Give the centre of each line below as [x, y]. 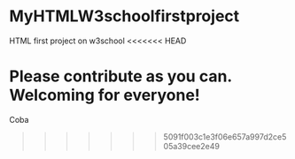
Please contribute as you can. [120, 76]
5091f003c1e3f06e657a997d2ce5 [225, 136]
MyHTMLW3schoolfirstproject [124, 16]
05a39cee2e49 [191, 146]
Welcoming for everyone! [105, 95]
